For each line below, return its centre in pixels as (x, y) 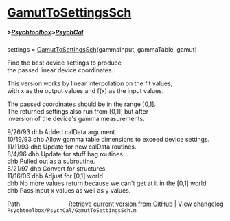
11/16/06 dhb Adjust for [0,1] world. (56, 176)
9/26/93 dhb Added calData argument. (62, 132)
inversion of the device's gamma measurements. (76, 119)
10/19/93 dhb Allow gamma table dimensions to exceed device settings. (108, 140)
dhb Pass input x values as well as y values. (69, 191)
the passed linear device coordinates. (60, 70)
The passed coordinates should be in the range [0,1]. (82, 104)
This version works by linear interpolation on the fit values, (90, 83)
